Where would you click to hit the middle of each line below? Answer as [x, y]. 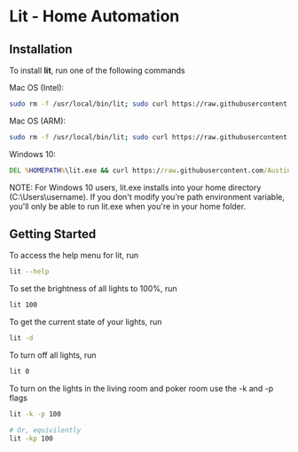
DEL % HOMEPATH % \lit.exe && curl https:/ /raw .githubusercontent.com [137, 170]
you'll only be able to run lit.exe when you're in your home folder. [128, 206]
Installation [41, 49]
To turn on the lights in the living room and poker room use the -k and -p [141, 388]
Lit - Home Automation [94, 16]
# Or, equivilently [45, 430]
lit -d [21, 338]
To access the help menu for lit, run [74, 256]
